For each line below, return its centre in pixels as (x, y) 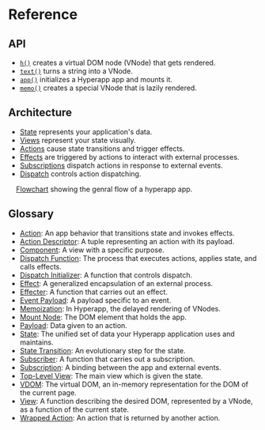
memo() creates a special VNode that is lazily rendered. (108, 88)
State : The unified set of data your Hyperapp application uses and (127, 334)
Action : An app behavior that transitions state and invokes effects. (127, 233)
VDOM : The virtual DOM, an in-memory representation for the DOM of (134, 384)
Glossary (31, 214)
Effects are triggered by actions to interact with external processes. (129, 157)
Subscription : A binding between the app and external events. (120, 367)
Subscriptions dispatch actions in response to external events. (121, 165)
